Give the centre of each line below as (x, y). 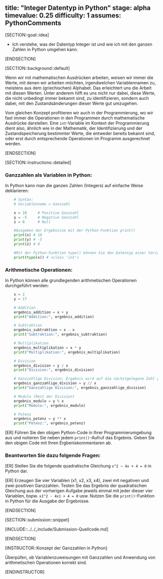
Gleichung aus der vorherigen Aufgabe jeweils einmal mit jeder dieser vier (79, 491)
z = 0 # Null (32, 222)
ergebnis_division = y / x (41, 366)
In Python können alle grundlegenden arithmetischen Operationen (71, 280)
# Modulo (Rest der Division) (44, 396)
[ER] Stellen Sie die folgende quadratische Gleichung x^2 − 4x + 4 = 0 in (78, 466)
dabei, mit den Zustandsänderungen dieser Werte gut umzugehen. (72, 103)
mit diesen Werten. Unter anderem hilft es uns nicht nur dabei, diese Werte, (80, 93)
